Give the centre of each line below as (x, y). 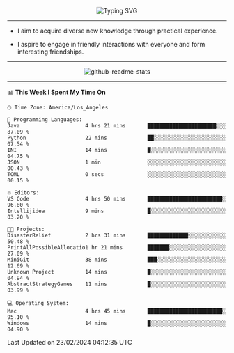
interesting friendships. (50, 52)
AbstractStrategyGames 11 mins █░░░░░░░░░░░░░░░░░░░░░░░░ (117, 284)
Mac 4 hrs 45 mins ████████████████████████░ (117, 311)
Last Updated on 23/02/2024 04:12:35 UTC (70, 342)
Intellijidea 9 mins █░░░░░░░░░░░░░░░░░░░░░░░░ (117, 211)
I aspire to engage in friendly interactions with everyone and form (111, 44)
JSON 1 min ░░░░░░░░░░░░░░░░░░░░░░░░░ (117, 162)
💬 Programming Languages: (45, 120)
